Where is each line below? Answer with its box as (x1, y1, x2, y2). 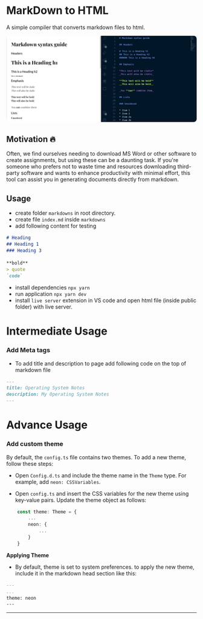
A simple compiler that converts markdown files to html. (6, 24, 145, 31)
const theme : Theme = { (17, 509, 77, 515)
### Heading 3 (6, 247, 42, 254)
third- (177, 163, 192, 170)
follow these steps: (6, 460, 53, 467)
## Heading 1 (6, 241, 39, 247)
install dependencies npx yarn (14, 284, 90, 291)
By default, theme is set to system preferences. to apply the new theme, (14, 563, 195, 571)
